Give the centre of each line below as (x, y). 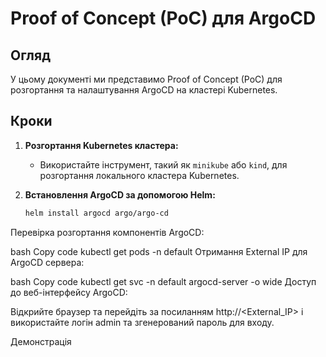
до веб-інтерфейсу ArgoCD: (69, 292)
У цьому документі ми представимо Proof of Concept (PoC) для (146, 79)
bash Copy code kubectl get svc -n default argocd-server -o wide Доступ (163, 281)
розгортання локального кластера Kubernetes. (139, 175)
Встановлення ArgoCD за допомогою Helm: (120, 194)
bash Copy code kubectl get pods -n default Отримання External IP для (159, 251)
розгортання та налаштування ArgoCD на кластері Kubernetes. (144, 90)
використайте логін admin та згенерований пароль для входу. (142, 322)
